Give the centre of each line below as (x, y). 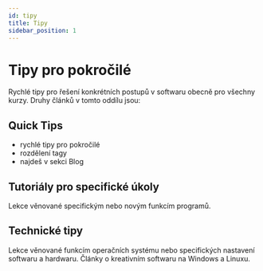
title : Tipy (28, 23)
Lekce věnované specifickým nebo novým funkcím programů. (110, 206)
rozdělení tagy (43, 153)
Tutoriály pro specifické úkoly (84, 187)
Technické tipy (46, 231)
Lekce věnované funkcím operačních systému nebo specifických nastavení (131, 250)
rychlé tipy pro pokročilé (60, 145)
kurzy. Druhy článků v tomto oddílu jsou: (75, 100)
